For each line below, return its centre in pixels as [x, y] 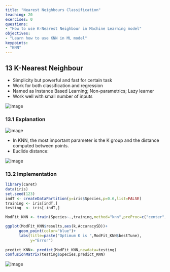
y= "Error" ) [42, 240]
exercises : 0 [19, 19]
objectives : [18, 33]
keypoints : [17, 43]
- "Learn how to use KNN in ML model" [46, 38]
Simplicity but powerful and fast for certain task [62, 80]
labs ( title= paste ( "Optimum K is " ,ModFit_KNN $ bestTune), [80, 236]
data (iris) [17, 189]
